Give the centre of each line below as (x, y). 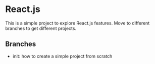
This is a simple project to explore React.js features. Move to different (77, 23)
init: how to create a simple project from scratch (62, 56)
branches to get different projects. (41, 28)
